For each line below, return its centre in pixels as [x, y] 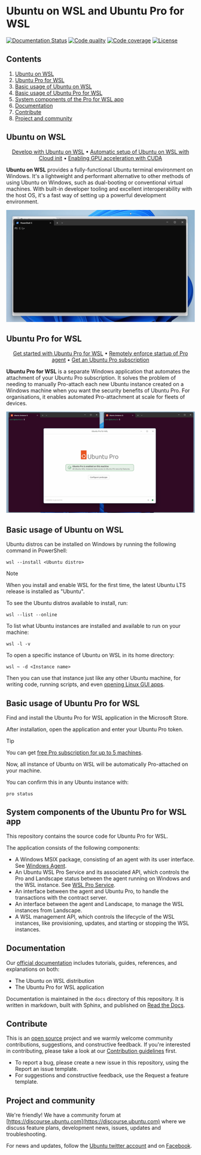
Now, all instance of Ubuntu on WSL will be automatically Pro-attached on [97, 764]
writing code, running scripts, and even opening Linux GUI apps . [86, 684]
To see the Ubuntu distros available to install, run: [67, 603]
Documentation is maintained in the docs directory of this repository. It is [95, 998]
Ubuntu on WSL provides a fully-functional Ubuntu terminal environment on [100, 170]
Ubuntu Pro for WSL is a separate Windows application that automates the [98, 371]
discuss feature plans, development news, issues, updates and [84, 1128]
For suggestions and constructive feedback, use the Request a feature [102, 1075]
